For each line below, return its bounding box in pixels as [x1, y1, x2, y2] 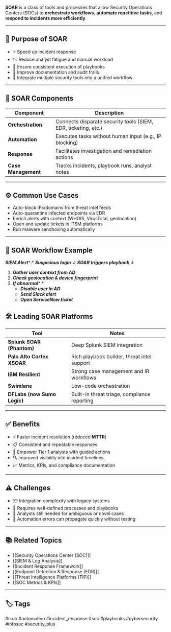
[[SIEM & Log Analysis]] [12, 557, 63, 564]
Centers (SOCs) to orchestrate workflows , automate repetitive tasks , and [5, 10, 162, 16]
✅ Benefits [5, 420, 40, 429]
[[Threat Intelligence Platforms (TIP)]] [12, 574, 92, 580]
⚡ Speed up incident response [12, 49, 76, 55]
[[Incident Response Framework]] [12, 563, 83, 569]
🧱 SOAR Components [5, 94, 74, 103]
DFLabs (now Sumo [8, 391, 56, 398]
